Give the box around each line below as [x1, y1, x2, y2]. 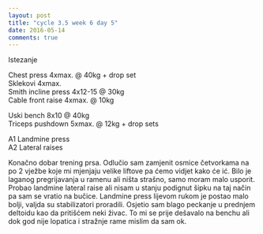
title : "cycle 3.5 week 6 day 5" [8, 19, 118, 27]
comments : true [8, 33, 58, 42]
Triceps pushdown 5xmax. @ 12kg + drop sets [8, 119, 160, 128]
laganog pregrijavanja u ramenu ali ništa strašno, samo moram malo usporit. [8, 175, 255, 184]
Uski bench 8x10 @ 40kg [8, 111, 90, 121]
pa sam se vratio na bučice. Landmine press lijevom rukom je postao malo [8, 191, 249, 201]
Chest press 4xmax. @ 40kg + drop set [8, 70, 137, 80]
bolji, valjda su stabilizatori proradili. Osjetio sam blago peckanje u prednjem [8, 200, 256, 210]
